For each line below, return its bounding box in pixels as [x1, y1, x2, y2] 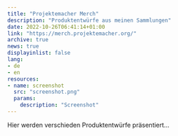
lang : [7, 56, 23, 63]
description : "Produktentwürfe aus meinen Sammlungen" [7, 17, 172, 24]
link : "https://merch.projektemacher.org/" [7, 29, 137, 37]
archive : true [7, 36, 49, 43]
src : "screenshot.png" [13, 88, 80, 95]
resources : [7, 75, 39, 83]
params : [13, 95, 37, 102]
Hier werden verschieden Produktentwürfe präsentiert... [7, 121, 170, 129]
